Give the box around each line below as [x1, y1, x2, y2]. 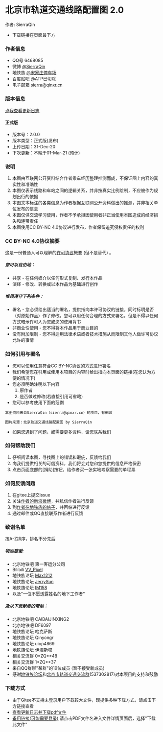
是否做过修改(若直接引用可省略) [19, 393, 83, 399]
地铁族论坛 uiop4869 [12, 641, 55, 647]
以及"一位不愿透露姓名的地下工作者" [12, 591, 85, 597]
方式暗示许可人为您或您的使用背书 [12, 319, 81, 325]
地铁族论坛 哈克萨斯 [12, 629, 52, 635]
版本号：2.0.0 [12, 131, 40, 137]
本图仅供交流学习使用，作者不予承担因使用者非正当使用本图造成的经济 [12, 212, 154, 218]
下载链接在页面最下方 [12, 32, 55, 38]
